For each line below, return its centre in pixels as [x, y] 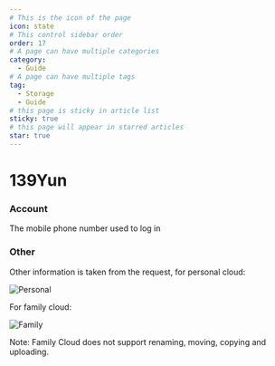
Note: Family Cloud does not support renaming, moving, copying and [138, 342]
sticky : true [34, 119]
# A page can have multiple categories [85, 52]
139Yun [38, 181]
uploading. [29, 352]
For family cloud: [41, 307]
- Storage [36, 93]
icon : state [32, 26]
